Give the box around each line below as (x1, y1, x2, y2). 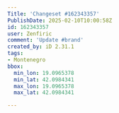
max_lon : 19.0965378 (13, 83, 74, 90)
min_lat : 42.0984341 (13, 76, 74, 83)
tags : (7, 50, 23, 57)
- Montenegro (7, 56, 46, 64)
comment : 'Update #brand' (7, 37, 84, 44)
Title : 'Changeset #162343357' (7, 10, 100, 18)
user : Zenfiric (7, 30, 52, 37)
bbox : (7, 63, 23, 70)
